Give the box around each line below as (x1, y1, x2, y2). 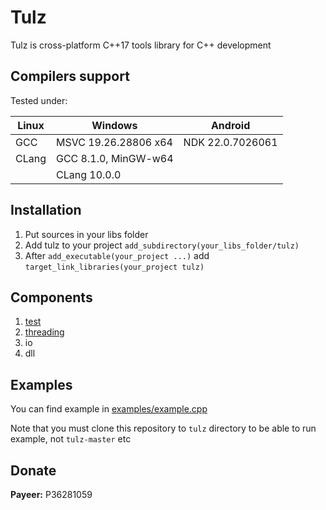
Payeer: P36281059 (10, 489, 93, 500)
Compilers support (10, 68, 130, 85)
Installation (10, 202, 82, 219)
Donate (10, 462, 57, 479)
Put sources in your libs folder (24, 228, 149, 240)
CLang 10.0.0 (55, 167, 122, 181)
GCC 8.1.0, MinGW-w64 (55, 151, 174, 165)
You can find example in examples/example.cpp (10, 403, 208, 415)
